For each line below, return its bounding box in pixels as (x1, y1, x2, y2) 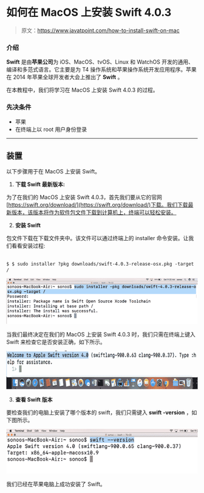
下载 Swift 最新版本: (15, 181, 66, 188)
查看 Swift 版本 (15, 395, 53, 403)
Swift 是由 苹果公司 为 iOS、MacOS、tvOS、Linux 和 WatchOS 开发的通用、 (6, 58, 194, 65)
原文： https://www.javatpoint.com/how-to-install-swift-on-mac (21, 27, 180, 34)
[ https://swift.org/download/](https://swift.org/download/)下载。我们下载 (6, 201, 188, 209)
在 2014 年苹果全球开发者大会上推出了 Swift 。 (6, 73, 123, 81)
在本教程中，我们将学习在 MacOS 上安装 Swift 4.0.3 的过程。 (6, 86, 159, 94)
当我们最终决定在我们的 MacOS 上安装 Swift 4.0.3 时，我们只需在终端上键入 (6, 331, 196, 338)
